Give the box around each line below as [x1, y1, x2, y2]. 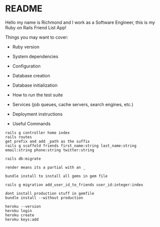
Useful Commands [12, 120, 51, 126]
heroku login [5, 208, 32, 213]
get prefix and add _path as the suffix [5, 139, 90, 144]
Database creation [12, 72, 51, 78]
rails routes [5, 134, 32, 139]
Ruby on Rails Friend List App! [5, 24, 67, 30]
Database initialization [12, 82, 58, 88]
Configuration [12, 63, 41, 69]
